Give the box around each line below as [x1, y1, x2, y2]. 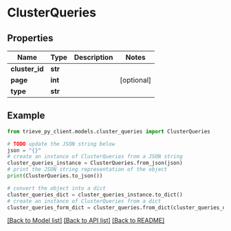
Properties [7, 32, 54, 44]
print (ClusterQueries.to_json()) [7, 173, 103, 179]
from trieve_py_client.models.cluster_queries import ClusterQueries [7, 128, 211, 135]
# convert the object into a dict [7, 184, 107, 192]
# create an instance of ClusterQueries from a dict [7, 197, 162, 204]
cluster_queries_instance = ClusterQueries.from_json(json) [7, 159, 184, 166]
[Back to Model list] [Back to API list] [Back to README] [7, 217, 165, 225]
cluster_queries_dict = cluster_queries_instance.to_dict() [7, 191, 184, 198]
